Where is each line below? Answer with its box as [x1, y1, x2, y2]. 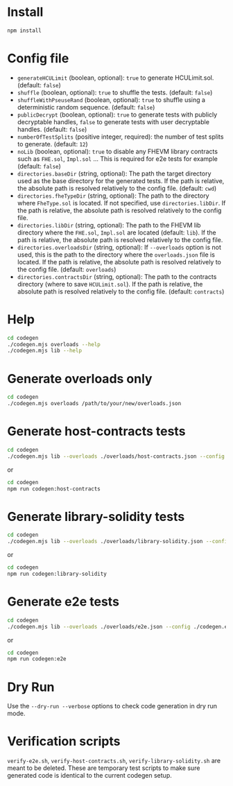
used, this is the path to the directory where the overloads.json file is [17, 250, 215, 259]
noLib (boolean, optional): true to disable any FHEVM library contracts [17, 147, 218, 155]
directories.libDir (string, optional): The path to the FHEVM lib [17, 221, 201, 229]
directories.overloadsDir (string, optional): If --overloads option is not [17, 243, 222, 251]
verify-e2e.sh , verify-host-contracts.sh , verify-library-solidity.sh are [7, 757, 221, 765]
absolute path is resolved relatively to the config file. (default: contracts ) [17, 287, 225, 296]
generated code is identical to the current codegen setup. [7, 771, 172, 780]
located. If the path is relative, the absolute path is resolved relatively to [17, 257, 222, 266]
